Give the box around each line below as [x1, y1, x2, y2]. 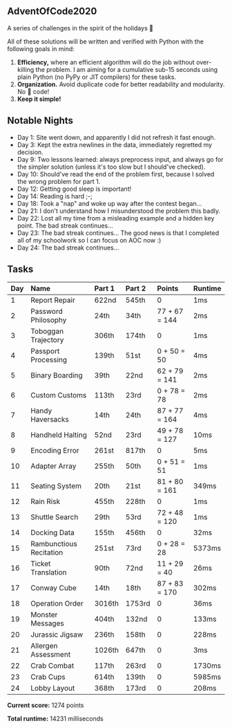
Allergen [30, 641, 58, 651]
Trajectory [30, 335, 64, 345]
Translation [30, 568, 67, 577]
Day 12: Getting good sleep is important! [17, 185, 132, 193]
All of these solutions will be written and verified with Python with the [7, 37, 204, 46]
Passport [30, 346, 60, 356]
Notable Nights [7, 115, 74, 127]
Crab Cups [30, 672, 66, 682]
